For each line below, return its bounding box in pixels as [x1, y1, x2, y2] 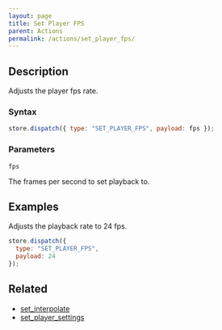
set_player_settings [19, 312, 85, 322]
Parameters [8, 144, 55, 155]
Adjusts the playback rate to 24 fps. [8, 221, 128, 231]
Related [8, 282, 48, 296]
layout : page [8, 11, 52, 20]
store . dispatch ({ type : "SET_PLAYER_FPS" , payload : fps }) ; [8, 125, 216, 133]
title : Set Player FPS [8, 19, 85, 28]
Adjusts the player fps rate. [8, 86, 98, 96]
